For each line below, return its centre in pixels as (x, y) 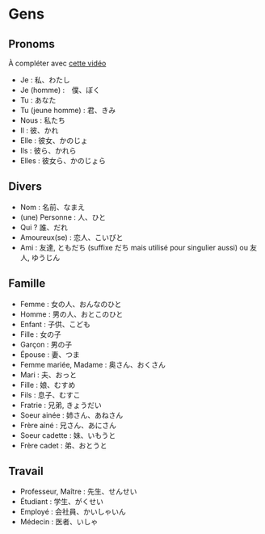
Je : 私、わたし (45, 80)
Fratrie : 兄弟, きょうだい (61, 405)
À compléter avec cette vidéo (57, 63)
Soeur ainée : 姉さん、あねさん (72, 415)
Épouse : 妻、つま (50, 354)
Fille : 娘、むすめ (48, 385)
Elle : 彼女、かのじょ (54, 141)
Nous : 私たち (43, 120)
